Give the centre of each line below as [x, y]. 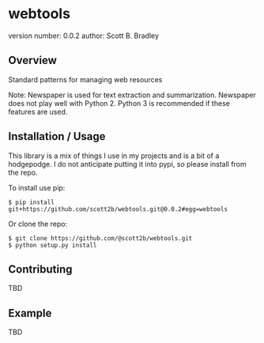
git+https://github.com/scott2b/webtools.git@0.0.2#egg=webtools [118, 209]
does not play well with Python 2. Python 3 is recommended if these [119, 103]
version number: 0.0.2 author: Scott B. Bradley [84, 36]
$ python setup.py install [53, 245]
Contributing [40, 269]
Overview [33, 60]
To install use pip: [37, 187]
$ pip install [32, 202]
